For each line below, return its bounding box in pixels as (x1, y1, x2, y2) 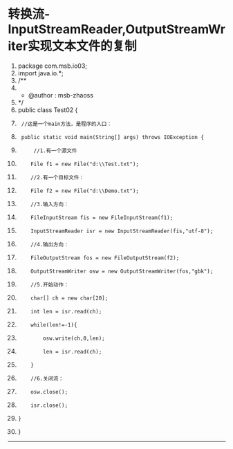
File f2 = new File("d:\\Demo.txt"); (30, 187, 139, 194)
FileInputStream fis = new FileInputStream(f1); (30, 214, 174, 221)
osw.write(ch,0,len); (43, 335, 106, 342)
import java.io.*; (17, 68, 64, 77)
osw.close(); (30, 388, 68, 395)
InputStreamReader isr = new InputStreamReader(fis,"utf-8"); (30, 228, 214, 235)
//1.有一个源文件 (33, 147, 77, 154)
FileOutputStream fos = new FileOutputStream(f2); (30, 254, 180, 262)
